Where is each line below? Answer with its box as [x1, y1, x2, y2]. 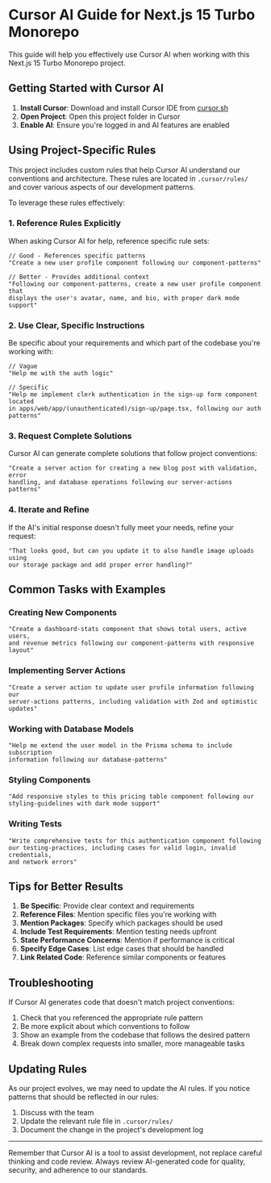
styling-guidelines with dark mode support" [8, 800, 161, 808]
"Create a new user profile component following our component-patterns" [8, 258, 262, 267]
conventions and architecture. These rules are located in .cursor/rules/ [8, 173, 248, 183]
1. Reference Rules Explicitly [8, 218, 121, 229]
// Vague [8, 362, 38, 370]
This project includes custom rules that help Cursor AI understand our [8, 165, 240, 174]
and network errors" [8, 858, 78, 866]
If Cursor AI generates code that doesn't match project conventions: [8, 997, 236, 1007]
